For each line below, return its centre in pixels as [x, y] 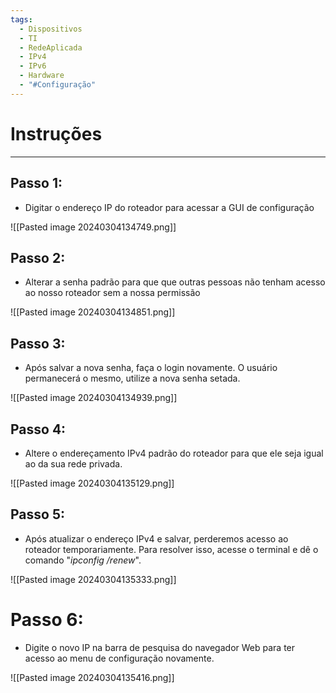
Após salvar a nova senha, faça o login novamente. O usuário [151, 368]
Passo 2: [38, 257]
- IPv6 [33, 66]
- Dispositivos [51, 29]
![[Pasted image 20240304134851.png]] [93, 312]
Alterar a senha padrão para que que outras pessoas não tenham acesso [175, 282]
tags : [21, 19]
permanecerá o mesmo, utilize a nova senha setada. [132, 378]
